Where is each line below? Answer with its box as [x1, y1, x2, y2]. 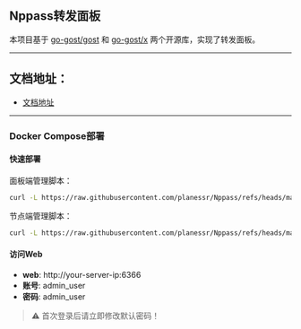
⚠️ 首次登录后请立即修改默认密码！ [30, 310, 160, 321]
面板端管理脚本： [9, 175, 73, 186]
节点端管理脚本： [9, 210, 73, 221]
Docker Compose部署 [9, 129, 105, 142]
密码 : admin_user [21, 290, 86, 302]
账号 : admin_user [21, 280, 86, 290]
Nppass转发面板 [9, 8, 101, 24]
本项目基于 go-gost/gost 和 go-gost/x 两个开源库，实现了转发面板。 [9, 34, 261, 45]
